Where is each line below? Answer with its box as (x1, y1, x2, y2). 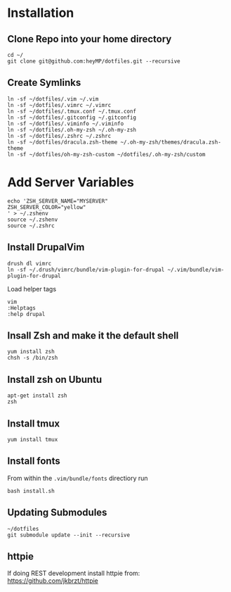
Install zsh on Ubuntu (7, 373, 103, 385)
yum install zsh (7, 348, 55, 355)
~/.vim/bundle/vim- (167, 266, 225, 273)
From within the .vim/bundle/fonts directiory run (7, 474, 149, 482)
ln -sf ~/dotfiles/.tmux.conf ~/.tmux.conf (7, 108, 137, 115)
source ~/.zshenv (7, 216, 58, 223)
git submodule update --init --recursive (7, 531, 131, 539)
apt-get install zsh (7, 392, 68, 399)
